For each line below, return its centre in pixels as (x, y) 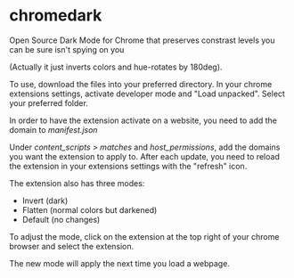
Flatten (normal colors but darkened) (90, 209)
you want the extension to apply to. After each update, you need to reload (145, 156)
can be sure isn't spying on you (67, 49)
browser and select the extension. (72, 246)
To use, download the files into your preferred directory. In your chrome (141, 84)
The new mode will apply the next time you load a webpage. (119, 263)
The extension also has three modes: (77, 183)
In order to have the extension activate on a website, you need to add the (143, 120)
